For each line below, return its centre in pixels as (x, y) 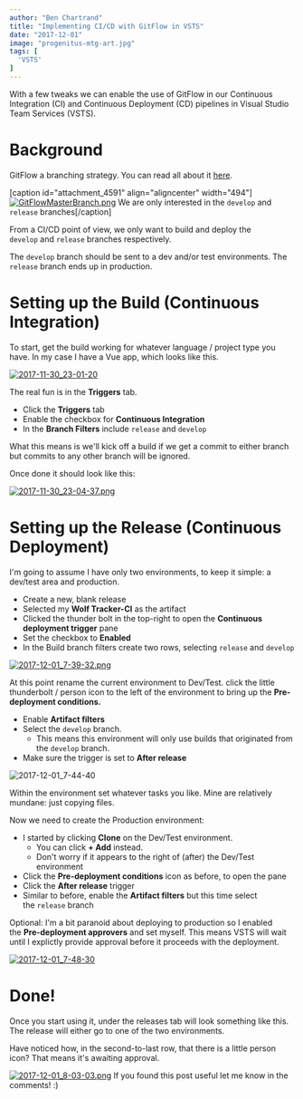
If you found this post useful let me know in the (200, 1075)
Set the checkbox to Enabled (76, 637)
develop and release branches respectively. (90, 239)
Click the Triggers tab (64, 410)
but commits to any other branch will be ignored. (100, 456)
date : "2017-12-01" (46, 34)
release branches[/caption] (61, 212)
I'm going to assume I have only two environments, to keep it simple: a (140, 572)
